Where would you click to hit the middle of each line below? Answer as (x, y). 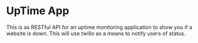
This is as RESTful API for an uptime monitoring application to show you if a (99, 27)
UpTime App (38, 11)
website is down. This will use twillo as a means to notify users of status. (96, 33)
